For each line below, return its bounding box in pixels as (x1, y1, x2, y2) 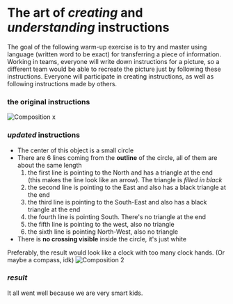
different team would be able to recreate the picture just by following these (7, 65, 221, 73)
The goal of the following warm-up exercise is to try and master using (7, 42, 207, 51)
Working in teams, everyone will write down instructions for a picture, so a (7, 57, 220, 65)
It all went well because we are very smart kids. (7, 289, 143, 297)
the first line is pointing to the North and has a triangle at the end (27, 168, 214, 177)
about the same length (17, 161, 82, 169)
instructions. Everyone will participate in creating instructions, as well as (7, 72, 214, 81)
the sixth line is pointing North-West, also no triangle (27, 227, 179, 236)
